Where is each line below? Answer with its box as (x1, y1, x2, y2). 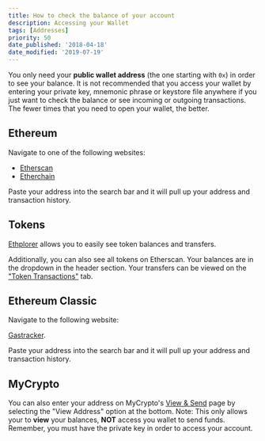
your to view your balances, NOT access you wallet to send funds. (8, 415, 225, 424)
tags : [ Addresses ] (8, 26, 69, 34)
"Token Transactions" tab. (8, 271, 93, 281)
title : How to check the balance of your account (8, 11, 176, 20)
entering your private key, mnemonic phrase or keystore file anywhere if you (8, 87, 257, 96)
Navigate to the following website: (8, 315, 119, 325)
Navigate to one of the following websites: (8, 147, 146, 157)
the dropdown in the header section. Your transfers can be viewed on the (8, 263, 247, 272)
